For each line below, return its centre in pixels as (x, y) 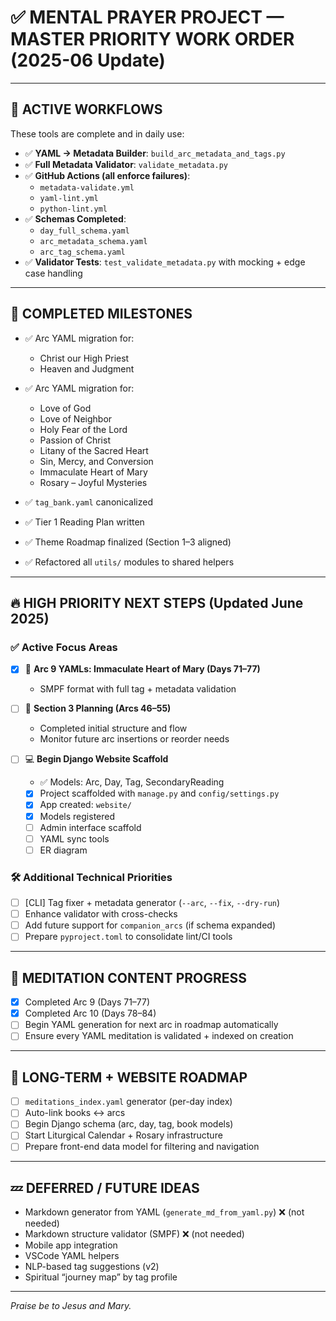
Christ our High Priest (84, 358)
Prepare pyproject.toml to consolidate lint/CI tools (128, 937)
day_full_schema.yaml (84, 231)
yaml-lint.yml (69, 198)
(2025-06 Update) (88, 60)
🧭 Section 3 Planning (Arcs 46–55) (98, 708)
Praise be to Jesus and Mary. (71, 1306)
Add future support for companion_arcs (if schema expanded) (150, 925)
